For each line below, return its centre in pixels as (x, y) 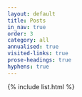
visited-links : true (38, 54)
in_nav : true (27, 27)
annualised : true (33, 47)
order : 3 (20, 34)
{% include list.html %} (41, 86)
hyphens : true (29, 67)
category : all (29, 40)
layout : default (31, 14)
